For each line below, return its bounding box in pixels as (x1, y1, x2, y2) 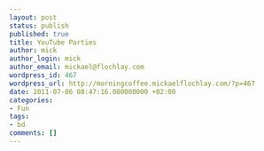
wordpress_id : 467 (9, 71, 77, 80)
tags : (9, 112, 29, 121)
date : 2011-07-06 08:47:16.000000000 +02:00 (9, 87, 176, 96)
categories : (9, 95, 53, 105)
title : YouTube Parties (9, 37, 97, 47)
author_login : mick (9, 54, 82, 63)
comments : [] (9, 129, 58, 138)
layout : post (9, 12, 58, 22)
